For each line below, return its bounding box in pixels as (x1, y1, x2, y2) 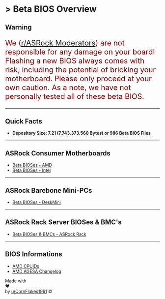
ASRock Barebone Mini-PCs (5, 186, 92, 195)
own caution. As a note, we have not (5, 83, 131, 92)
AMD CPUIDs (12, 263, 39, 269)
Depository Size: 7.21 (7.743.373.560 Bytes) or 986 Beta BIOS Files (12, 130, 151, 136)
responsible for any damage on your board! (5, 47, 156, 57)
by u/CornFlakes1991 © (5, 288, 53, 294)
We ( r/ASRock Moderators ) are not (5, 38, 125, 48)
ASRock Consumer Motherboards (5, 149, 110, 157)
